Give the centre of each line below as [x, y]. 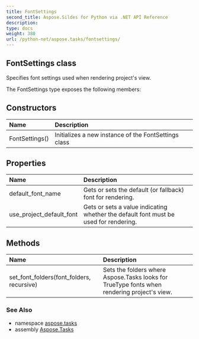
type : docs [20, 28]
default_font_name [35, 194]
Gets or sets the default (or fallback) [134, 190]
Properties [26, 163]
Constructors [31, 108]
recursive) [23, 285]
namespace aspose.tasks [46, 323]
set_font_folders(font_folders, [50, 277]
